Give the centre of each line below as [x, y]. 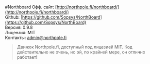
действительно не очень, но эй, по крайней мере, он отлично [81, 52]
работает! [27, 57]
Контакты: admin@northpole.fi [36, 38]
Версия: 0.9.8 [19, 27]
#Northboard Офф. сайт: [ [31, 7]
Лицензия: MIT [20, 32]
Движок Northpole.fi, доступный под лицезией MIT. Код [75, 47]
